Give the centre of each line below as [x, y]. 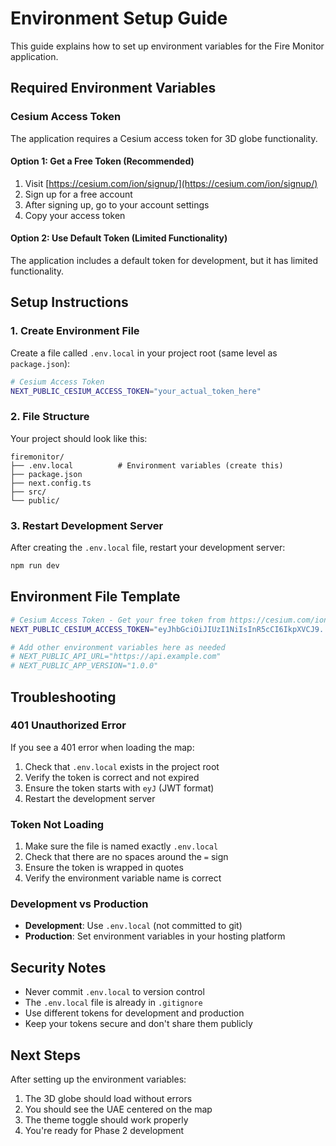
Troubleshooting [63, 697]
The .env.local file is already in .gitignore [113, 1003]
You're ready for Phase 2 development [104, 1131]
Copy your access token [75, 215]
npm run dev [35, 566]
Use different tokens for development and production [134, 1013]
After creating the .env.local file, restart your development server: [148, 548]
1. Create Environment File [75, 331]
